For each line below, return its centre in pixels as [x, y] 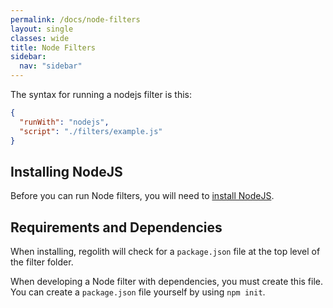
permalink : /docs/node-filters [75, 19]
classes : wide [40, 38]
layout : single [42, 29]
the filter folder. [42, 262]
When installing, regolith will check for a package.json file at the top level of [165, 252]
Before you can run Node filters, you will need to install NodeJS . [142, 196]
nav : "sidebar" [51, 66]
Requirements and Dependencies [116, 227]
